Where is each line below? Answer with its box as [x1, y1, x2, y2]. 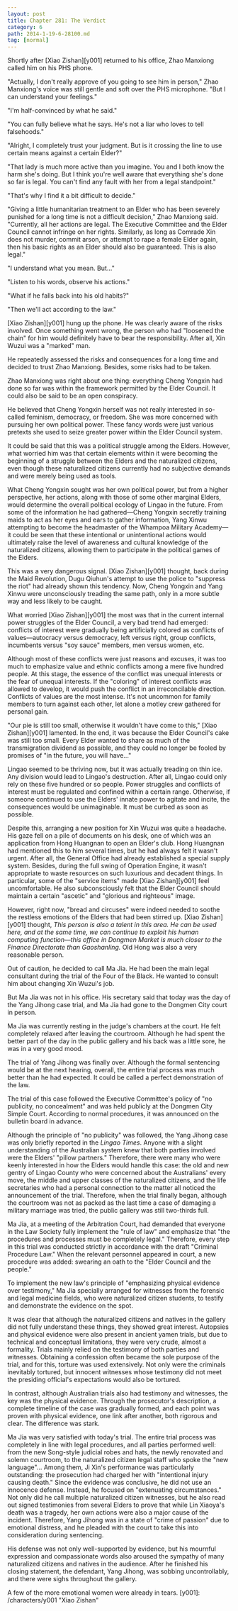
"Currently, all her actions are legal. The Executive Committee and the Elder [7, 220, 228, 229]
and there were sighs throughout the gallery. [7, 1575, 137, 1583]
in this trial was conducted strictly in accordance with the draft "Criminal [7, 1242, 218, 1251]
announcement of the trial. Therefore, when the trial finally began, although [7, 1191, 227, 1200]
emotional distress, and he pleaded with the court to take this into [7, 1523, 199, 1532]
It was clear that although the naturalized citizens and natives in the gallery [7, 1315, 226, 1324]
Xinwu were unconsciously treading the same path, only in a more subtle [7, 590, 220, 598]
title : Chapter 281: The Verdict [7, 17, 106, 24]
